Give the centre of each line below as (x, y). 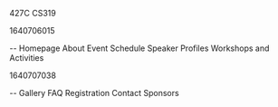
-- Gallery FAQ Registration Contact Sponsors (94, 93)
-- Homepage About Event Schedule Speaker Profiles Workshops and (139, 48)
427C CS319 (33, 13)
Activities (27, 58)
